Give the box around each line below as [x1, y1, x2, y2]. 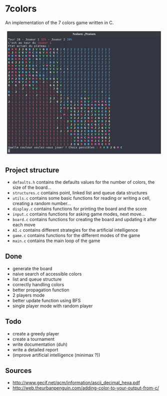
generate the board [12, 265, 52, 271]
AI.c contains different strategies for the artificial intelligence [12, 227, 138, 233]
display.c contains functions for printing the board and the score [12, 206, 147, 212]
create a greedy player [12, 330, 59, 336]
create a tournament [12, 336, 55, 342]
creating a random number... [12, 200, 71, 206]
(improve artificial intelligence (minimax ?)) [12, 352, 100, 358]
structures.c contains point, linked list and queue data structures [12, 189, 147, 195]
